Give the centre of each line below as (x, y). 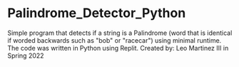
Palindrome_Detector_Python (97, 13)
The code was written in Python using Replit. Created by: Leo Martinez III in (118, 48)
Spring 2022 (26, 56)
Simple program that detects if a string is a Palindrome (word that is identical (120, 33)
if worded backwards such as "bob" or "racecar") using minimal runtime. (115, 40)
